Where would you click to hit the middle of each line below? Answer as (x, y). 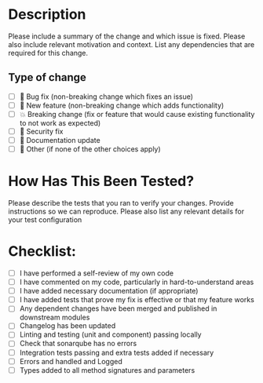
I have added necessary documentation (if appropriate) (109, 291)
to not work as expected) (60, 122)
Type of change (47, 77)
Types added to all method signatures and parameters (107, 370)
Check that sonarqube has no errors (78, 344)
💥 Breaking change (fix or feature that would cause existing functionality (137, 114)
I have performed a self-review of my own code (97, 273)
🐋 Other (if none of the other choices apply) (90, 149)
